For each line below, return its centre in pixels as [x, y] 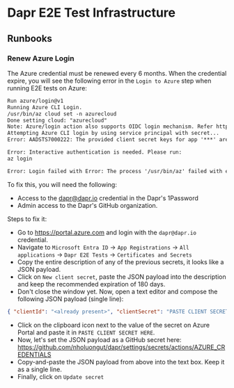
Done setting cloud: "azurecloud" [57, 120]
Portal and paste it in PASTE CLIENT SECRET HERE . [86, 332]
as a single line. [40, 369]
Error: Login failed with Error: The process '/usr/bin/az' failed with [115, 171]
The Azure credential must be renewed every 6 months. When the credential [117, 73]
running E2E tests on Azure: [47, 88]
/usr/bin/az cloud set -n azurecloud [62, 114]
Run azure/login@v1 [36, 101]
